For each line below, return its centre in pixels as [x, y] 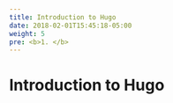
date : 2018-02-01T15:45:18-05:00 [71, 26]
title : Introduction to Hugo [63, 17]
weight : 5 [27, 33]
